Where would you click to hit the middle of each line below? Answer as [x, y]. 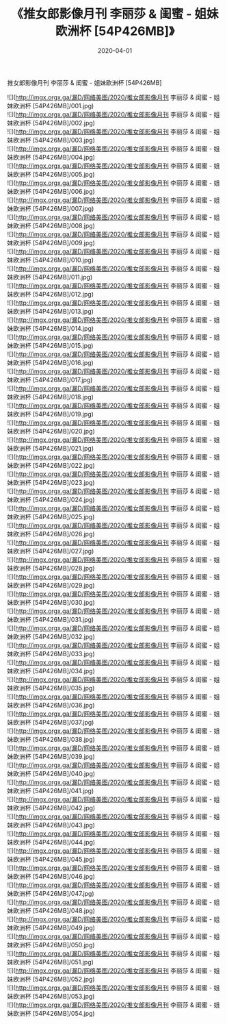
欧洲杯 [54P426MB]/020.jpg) [54, 431]
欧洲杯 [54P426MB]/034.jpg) [54, 671]
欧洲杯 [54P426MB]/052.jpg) [54, 979]
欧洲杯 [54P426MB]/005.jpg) [54, 174]
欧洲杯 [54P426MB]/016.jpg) [53, 362]
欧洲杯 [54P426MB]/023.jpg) [54, 482]
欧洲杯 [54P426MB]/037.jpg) [53, 722]
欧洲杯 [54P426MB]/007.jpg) [53, 208]
